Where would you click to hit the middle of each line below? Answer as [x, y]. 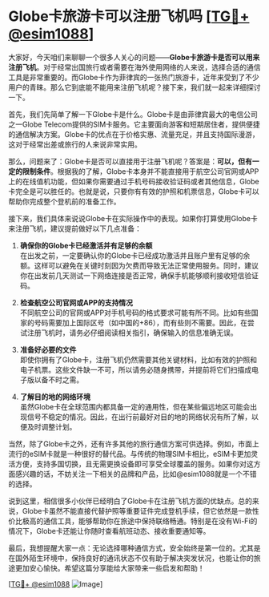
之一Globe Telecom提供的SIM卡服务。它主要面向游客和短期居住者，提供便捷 [134, 124]
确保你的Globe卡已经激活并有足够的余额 [86, 245]
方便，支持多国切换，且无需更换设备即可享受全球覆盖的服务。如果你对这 [134, 464]
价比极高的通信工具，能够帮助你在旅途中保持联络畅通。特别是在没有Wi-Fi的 [133, 521]
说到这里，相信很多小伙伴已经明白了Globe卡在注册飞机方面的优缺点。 [123, 501]
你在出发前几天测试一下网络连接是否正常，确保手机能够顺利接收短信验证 [139, 275]
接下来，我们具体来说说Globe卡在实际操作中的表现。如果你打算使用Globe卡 [133, 218]
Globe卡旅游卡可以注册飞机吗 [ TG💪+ [129, 16]
